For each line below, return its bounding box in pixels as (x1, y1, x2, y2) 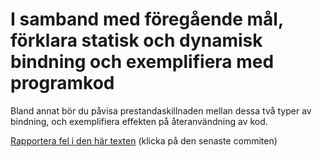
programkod (10, 72, 115, 95)
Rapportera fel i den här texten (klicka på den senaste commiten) (10, 134, 278, 147)
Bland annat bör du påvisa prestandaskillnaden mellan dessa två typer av (10, 104, 312, 117)
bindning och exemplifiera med (10, 51, 275, 73)
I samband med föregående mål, (10, 8, 284, 31)
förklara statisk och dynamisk (10, 29, 263, 52)
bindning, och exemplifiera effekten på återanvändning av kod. (10, 115, 268, 127)
